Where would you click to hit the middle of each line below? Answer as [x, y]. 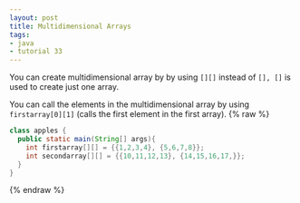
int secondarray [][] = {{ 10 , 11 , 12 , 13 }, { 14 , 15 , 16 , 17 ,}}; [135, 156]
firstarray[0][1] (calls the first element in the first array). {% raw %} [140, 114]
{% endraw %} [37, 190]
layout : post [34, 18]
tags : [19, 34]
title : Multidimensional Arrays [70, 26]
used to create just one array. [64, 87]
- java [22, 43]
